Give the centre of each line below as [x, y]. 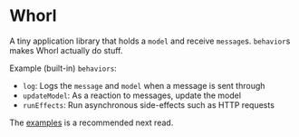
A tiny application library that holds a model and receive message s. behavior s [150, 41]
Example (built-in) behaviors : [63, 68]
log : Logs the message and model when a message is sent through [144, 85]
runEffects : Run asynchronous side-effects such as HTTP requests [148, 104]
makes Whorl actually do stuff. [66, 50]
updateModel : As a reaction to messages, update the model [132, 95]
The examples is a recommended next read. [92, 122]
